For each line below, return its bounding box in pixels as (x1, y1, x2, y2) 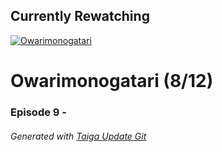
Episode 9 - (10, 105, 67, 119)
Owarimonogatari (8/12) (10, 70, 214, 92)
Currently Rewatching (10, 8, 150, 25)
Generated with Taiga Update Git (10, 130, 147, 142)
